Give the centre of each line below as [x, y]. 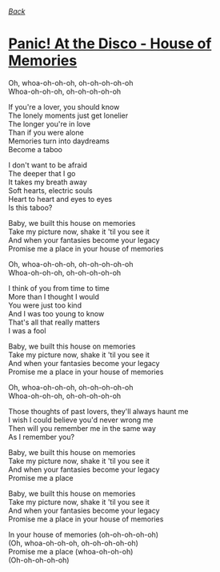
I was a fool [27, 330]
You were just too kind [45, 305]
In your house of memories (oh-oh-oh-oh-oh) [83, 534]
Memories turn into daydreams [59, 141]
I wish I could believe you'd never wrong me [81, 420]
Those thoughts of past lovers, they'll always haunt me [98, 411]
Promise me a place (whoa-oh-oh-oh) [71, 551]
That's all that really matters [54, 322]
